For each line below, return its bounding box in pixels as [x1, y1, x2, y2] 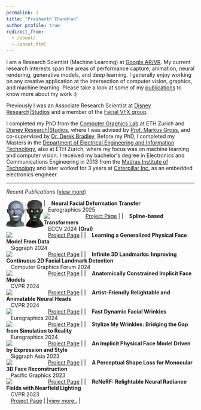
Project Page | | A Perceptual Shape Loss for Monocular [47, 359, 193, 366]
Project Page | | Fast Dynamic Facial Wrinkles [47, 308, 167, 315]
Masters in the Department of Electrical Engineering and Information [6, 139, 175, 146]
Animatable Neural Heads [6, 296, 72, 302]
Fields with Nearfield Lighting [6, 384, 81, 391]
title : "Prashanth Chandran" [6, 16, 79, 22]
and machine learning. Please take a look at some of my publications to [6, 84, 182, 91]
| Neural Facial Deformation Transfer [44, 200, 141, 207]
